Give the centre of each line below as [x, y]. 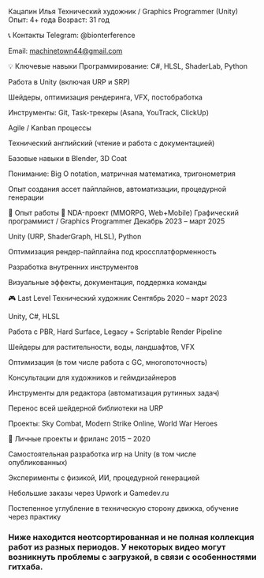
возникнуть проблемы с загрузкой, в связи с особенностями [132, 557]
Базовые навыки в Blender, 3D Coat [68, 158]
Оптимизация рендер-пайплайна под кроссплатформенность [112, 251]
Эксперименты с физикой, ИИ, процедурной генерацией [104, 478]
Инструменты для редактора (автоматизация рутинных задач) [114, 393]
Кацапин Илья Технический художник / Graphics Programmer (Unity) [123, 11]
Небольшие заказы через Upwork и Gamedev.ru [89, 493]
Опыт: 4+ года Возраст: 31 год [59, 20]
